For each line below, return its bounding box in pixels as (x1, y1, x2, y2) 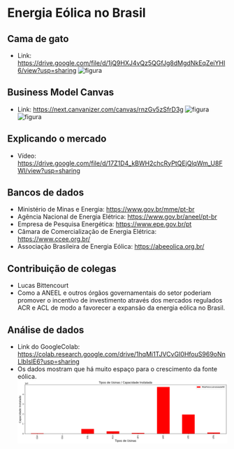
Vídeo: (17, 151, 37, 160)
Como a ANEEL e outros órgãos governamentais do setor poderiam (17, 289, 212, 297)
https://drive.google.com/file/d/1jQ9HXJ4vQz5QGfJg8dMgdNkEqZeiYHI (17, 59, 226, 67)
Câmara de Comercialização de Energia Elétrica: (17, 228, 157, 236)
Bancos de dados (7, 187, 85, 199)
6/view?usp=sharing (17, 67, 77, 74)
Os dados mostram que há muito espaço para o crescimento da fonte (17, 365, 218, 373)
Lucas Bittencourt (17, 282, 69, 290)
